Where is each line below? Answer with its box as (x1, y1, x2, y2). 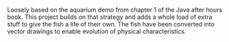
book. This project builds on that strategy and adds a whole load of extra (7, 13, 213, 21)
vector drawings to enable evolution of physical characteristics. (7, 27, 186, 35)
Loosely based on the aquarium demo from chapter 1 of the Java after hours (7, 6, 223, 14)
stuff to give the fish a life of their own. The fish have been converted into (7, 20, 215, 28)
